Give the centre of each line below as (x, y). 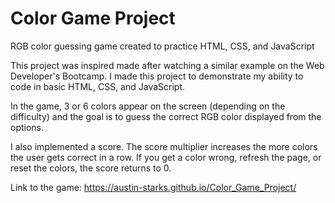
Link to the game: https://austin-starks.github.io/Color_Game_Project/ (153, 187)
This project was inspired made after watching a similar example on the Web (167, 65)
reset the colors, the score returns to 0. (91, 168)
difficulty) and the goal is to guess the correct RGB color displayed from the (166, 116)
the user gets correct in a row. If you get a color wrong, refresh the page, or (166, 157)
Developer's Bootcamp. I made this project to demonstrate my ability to (157, 76)
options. (27, 127)
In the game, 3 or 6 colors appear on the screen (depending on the (148, 106)
